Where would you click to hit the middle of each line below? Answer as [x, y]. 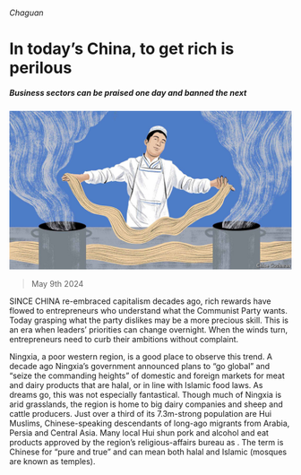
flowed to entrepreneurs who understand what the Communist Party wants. [149, 311]
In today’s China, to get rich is [122, 48]
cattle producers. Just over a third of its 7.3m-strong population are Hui [140, 414]
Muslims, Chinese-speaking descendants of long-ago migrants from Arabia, [150, 423]
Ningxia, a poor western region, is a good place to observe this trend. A [141, 357]
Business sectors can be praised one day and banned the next [128, 93]
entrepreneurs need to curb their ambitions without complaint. [124, 340]
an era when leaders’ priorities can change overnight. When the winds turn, [149, 330]
